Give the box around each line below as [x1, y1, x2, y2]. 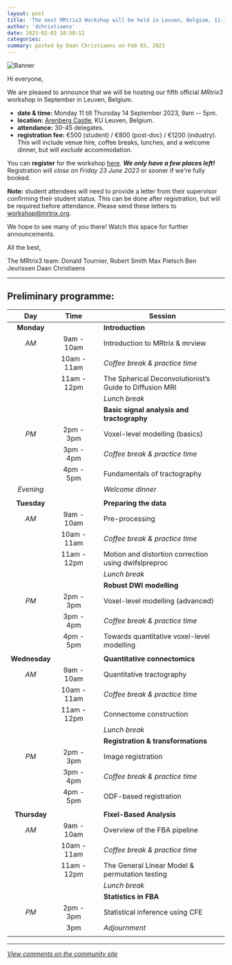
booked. [7, 174, 31, 182]
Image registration [103, 751, 163, 761]
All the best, [7, 243, 41, 251]
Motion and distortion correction [103, 549, 209, 559]
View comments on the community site [7, 949, 118, 958]
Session [148, 311, 176, 320]
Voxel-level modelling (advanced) [103, 596, 214, 605]
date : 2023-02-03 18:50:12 [7, 29, 85, 37]
